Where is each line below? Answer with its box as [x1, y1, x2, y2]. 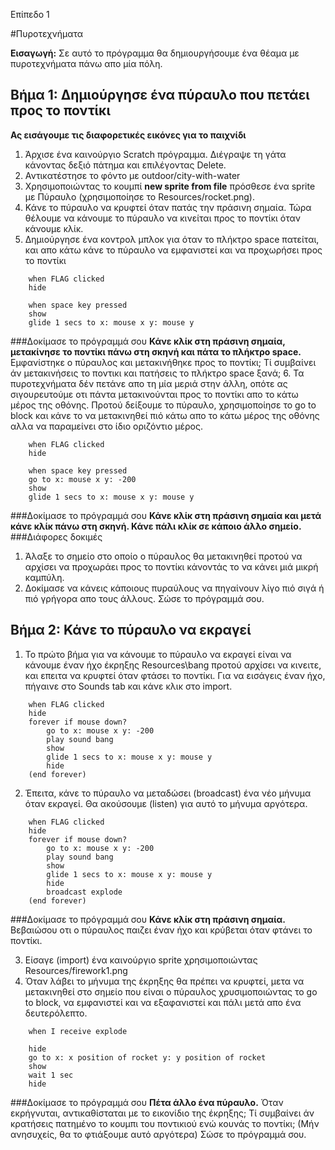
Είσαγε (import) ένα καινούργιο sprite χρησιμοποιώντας [24, 954, 258, 966]
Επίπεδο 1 [10, 9, 50, 20]
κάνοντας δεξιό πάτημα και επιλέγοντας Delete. [24, 159, 227, 171]
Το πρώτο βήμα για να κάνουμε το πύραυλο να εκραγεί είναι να [24, 648, 292, 660]
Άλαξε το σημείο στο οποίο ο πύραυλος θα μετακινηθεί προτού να [24, 550, 303, 562]
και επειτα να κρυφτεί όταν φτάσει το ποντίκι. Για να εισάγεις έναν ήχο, [24, 669, 326, 681]
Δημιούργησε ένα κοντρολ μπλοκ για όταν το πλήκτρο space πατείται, [24, 233, 320, 245]
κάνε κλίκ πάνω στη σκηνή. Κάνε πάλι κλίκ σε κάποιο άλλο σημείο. [10, 520, 302, 532]
